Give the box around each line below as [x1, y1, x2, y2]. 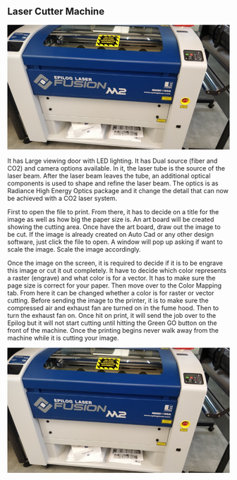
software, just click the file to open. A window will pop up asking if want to [7, 238, 224, 246]
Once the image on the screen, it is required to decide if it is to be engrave [7, 259, 224, 267]
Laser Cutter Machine [7, 6, 104, 18]
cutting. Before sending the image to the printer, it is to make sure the [7, 296, 209, 305]
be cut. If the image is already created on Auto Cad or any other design [7, 230, 214, 239]
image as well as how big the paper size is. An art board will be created [7, 215, 214, 224]
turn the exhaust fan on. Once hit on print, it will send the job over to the [7, 312, 217, 320]
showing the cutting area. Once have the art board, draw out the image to [7, 223, 221, 231]
